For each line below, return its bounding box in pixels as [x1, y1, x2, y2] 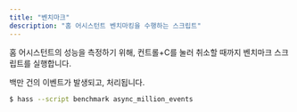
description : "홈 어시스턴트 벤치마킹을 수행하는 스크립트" [9, 21, 202, 30]
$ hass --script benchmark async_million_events [9, 94, 194, 103]
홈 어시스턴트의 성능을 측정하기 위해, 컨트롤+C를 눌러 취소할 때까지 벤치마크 [9, 46, 273, 58]
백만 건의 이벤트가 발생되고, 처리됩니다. [9, 76, 145, 87]
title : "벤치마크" [9, 12, 70, 22]
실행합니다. [32, 58, 72, 68]
